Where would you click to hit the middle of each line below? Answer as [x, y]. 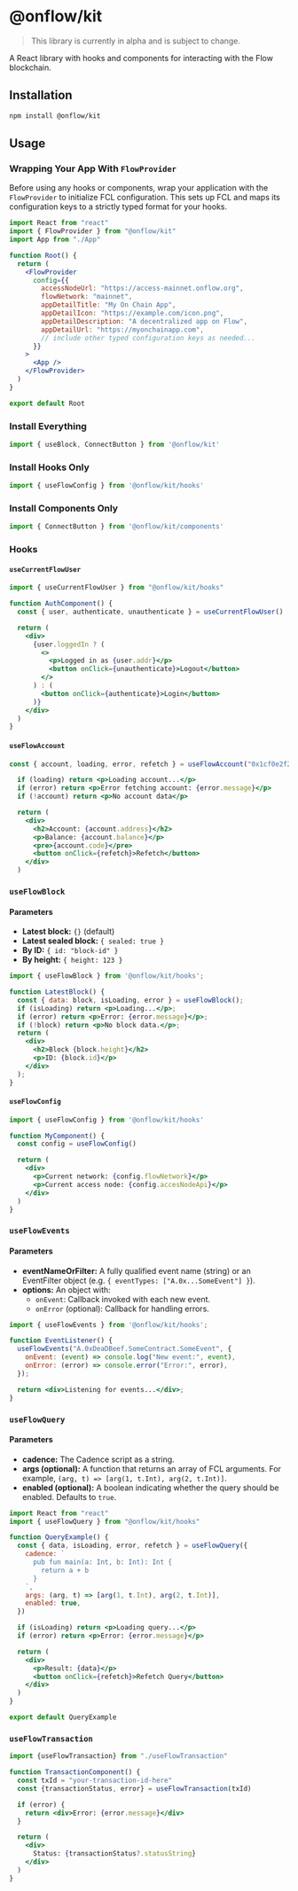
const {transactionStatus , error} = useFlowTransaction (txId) [134, 1788]
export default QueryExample [63, 1717]
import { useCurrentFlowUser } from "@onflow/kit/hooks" [117, 588]
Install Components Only [63, 508]
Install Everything [48, 426]
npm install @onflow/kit [55, 116]
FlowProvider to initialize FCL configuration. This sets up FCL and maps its [145, 198]
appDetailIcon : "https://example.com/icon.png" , [133, 313]
